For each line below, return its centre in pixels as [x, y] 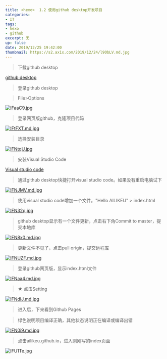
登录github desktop [38, 88]
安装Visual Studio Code [42, 159]
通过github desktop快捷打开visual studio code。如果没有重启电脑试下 [90, 179]
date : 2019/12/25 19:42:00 [34, 48]
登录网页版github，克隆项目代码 [51, 118]
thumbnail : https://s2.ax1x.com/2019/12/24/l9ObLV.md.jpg [67, 52]
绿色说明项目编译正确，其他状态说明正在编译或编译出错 [75, 320]
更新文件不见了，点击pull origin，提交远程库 [63, 248]
